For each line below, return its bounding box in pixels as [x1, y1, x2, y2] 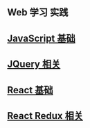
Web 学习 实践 [7, 6, 69, 19]
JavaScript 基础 [7, 32, 76, 44]
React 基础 [7, 84, 53, 96]
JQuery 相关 [7, 58, 61, 70]
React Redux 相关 [7, 110, 83, 122]
